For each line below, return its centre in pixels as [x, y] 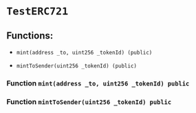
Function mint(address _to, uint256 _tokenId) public [98, 83]
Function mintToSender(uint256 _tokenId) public [89, 101]
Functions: [30, 35]
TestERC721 [37, 11]
